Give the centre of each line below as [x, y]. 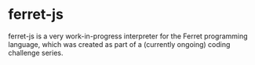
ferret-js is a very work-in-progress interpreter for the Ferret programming [128, 36]
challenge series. [36, 52]
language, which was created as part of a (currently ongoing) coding [119, 44]
